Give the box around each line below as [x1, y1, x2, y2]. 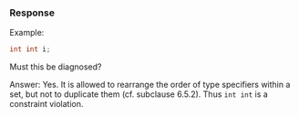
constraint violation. [9, 99, 84, 110]
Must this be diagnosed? [9, 61, 102, 72]
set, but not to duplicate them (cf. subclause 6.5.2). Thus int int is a [9, 89, 269, 100]
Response [9, 6, 55, 19]
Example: [9, 27, 45, 38]
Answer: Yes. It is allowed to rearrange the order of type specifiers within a [9, 80, 291, 90]
